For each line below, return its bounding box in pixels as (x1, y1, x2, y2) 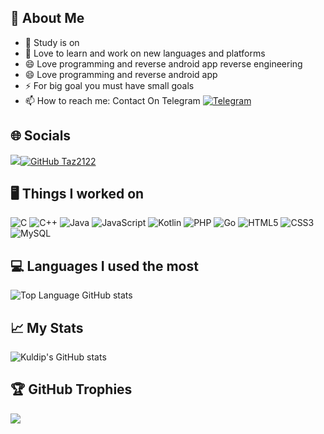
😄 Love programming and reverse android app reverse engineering (24, 57, 303, 70)
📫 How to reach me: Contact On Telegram (24, 94, 201, 106)
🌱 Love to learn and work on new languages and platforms (24, 47, 266, 59)
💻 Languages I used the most (10, 257, 199, 275)
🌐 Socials (10, 127, 72, 145)
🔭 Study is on (24, 36, 80, 48)
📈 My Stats (10, 319, 84, 336)
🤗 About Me (10, 10, 85, 27)
